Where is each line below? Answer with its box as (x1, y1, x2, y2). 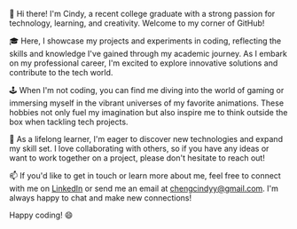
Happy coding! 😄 (9, 209, 74, 220)
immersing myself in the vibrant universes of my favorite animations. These (9, 98, 285, 108)
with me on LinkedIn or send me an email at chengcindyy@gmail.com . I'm (9, 183, 279, 193)
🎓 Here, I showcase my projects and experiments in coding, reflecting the (9, 36, 282, 46)
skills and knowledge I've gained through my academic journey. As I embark (9, 49, 288, 59)
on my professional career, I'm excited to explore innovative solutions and (9, 58, 278, 68)
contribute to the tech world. (9, 67, 113, 77)
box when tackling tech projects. (9, 116, 129, 127)
